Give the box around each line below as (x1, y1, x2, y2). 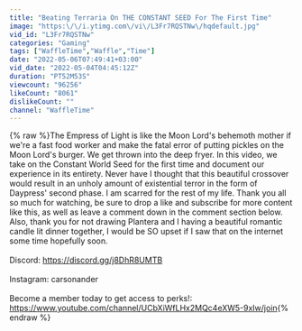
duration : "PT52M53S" (9, 72, 91, 81)
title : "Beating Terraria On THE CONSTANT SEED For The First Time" (9, 13, 272, 23)
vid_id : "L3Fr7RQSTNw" (9, 30, 95, 39)
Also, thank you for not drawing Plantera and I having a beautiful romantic (9, 216, 283, 227)
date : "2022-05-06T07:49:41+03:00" (9, 55, 143, 64)
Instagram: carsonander (9, 274, 99, 285)
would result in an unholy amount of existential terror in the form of (9, 178, 259, 189)
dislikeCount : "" (9, 97, 75, 106)
